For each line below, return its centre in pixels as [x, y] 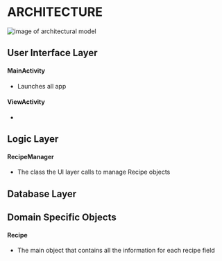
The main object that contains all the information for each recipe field [116, 251]
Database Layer [42, 193]
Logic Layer [33, 139]
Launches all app [42, 86]
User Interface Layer [53, 53]
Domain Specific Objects [62, 218]
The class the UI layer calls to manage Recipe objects [94, 172]
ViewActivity [26, 102]
